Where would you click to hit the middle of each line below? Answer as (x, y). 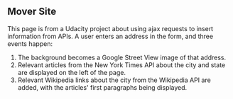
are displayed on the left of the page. (72, 72)
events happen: (30, 43)
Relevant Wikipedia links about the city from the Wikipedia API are (114, 80)
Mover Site (32, 12)
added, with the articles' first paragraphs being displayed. (102, 87)
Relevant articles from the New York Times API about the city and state (121, 65)
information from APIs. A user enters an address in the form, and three (110, 36)
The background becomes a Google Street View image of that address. (121, 57)
